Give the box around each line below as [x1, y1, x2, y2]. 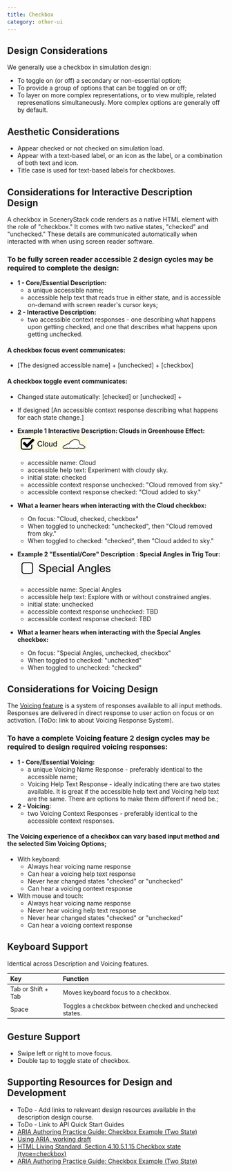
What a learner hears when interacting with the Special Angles [17, 628, 202, 636]
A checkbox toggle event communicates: [7, 377, 128, 386]
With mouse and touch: [17, 891, 84, 900]
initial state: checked [27, 473, 86, 481]
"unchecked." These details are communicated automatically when [7, 230, 198, 238]
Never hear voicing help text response [27, 906, 137, 915]
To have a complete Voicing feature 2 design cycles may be [7, 734, 211, 743]
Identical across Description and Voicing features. [7, 959, 149, 968]
